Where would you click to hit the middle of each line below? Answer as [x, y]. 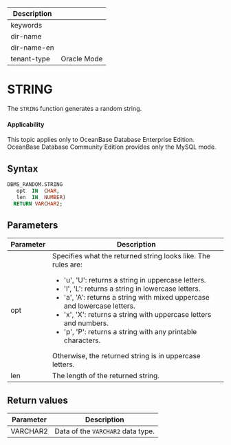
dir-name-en [33, 48]
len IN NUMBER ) [41, 197]
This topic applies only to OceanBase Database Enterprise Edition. [101, 140]
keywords [26, 25]
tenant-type [30, 59]
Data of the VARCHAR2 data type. [104, 431]
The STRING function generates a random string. [75, 108]
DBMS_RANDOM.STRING [35, 184]
